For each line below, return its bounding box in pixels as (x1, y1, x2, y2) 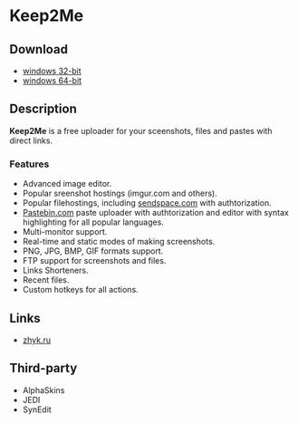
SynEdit (22, 404, 52, 415)
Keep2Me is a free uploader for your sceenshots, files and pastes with (9, 125, 274, 136)
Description (9, 101, 77, 117)
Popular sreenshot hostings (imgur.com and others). (22, 188, 217, 199)
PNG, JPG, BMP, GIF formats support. (22, 246, 164, 256)
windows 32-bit (22, 65, 82, 76)
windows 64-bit (22, 75, 82, 86)
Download (9, 42, 68, 57)
